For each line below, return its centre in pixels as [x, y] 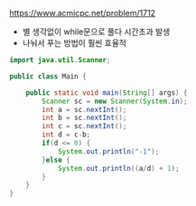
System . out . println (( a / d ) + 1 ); [118, 168]
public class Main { [48, 76]
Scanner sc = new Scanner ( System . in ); [115, 101]
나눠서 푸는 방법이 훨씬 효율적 [74, 43]
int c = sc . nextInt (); [84, 126]
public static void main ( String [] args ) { [107, 93]
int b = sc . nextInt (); [84, 118]
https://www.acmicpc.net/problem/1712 [83, 13]
